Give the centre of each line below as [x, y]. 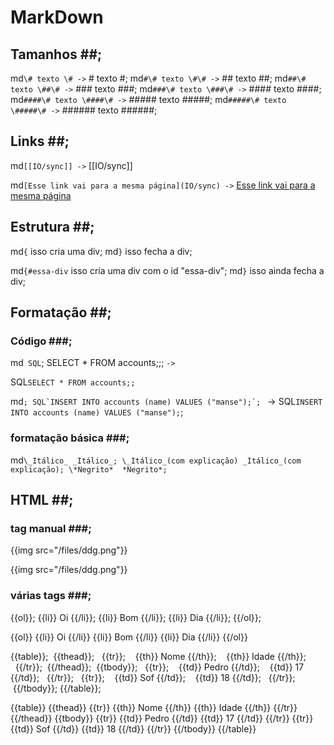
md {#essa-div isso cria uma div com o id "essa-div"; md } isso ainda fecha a [167, 270]
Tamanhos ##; [56, 54]
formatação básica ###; [70, 438]
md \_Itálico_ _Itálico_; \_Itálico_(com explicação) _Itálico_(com [156, 460]
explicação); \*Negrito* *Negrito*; [89, 469]
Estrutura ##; [52, 227]
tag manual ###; [51, 528]
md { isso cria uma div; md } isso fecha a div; [101, 251]
